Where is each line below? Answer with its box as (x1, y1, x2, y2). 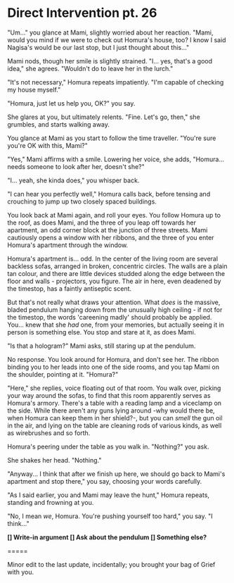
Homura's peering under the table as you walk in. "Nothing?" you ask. (7, 442, 209, 451)
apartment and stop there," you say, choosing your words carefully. (7, 477, 202, 485)
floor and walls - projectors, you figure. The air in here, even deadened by (7, 277, 221, 285)
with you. (7, 568, 34, 576)
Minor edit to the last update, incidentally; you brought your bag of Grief (7, 560, 216, 568)
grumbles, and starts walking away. (7, 120, 110, 128)
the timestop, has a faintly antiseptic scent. (7, 284, 132, 293)
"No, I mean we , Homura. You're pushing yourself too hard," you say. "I (7, 512, 213, 520)
